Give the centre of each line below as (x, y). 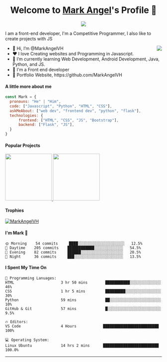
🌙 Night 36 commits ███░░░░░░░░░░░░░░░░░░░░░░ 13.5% (73, 257)
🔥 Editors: (17, 322)
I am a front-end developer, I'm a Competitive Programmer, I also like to (78, 33)
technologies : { (26, 115)
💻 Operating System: (27, 340)
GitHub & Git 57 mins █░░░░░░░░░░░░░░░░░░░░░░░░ (83, 309)
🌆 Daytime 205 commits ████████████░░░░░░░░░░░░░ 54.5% (73, 248)
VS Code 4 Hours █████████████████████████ (82, 326)
